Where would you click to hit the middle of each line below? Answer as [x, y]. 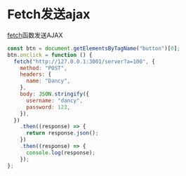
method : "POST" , [44, 68]
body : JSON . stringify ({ [55, 94]
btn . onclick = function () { [50, 55]
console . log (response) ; [61, 153]
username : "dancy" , [54, 100]
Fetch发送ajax [49, 14]
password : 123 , [48, 107]
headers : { [36, 74]
